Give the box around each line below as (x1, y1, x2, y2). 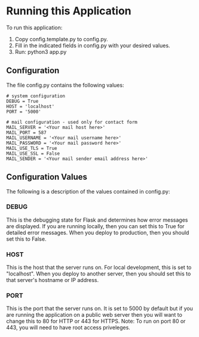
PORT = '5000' (6, 109, 42, 115)
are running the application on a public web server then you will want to (6, 311, 182, 318)
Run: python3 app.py (14, 48, 67, 55)
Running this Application (6, 4, 131, 18)
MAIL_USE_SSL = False (6, 151, 60, 157)
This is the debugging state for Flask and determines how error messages (6, 216, 188, 223)
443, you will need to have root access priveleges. (6, 324, 130, 331)
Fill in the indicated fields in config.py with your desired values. (14, 42, 170, 49)
